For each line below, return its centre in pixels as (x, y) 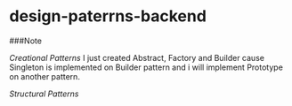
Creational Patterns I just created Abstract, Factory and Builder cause (137, 57)
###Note (26, 41)
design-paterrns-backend (108, 16)
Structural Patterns (44, 94)
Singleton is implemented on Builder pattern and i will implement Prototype (146, 67)
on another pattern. (45, 76)
